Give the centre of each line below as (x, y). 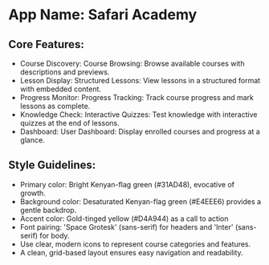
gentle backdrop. (48, 210)
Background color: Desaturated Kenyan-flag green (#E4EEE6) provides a (141, 201)
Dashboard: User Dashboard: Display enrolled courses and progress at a (140, 131)
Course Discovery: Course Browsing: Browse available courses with (132, 63)
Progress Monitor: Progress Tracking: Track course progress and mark (137, 97)
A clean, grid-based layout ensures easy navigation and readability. (131, 252)
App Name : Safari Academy (103, 15)
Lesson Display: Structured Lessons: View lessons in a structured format (140, 80)
